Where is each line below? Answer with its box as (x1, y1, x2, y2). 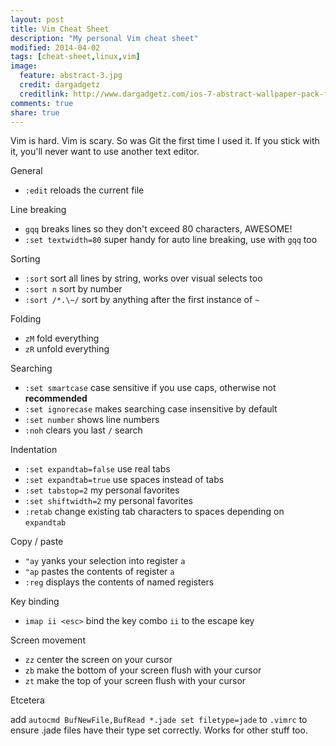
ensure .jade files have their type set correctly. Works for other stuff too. (10, 724, 308, 736)
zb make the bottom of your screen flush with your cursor (24, 664, 262, 676)
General (10, 165, 43, 177)
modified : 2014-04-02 (10, 42, 101, 53)
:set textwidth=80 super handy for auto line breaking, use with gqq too (24, 234, 318, 246)
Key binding (10, 596, 60, 608)
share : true (10, 107, 60, 118)
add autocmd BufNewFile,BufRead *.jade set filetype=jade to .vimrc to (10, 714, 308, 726)
